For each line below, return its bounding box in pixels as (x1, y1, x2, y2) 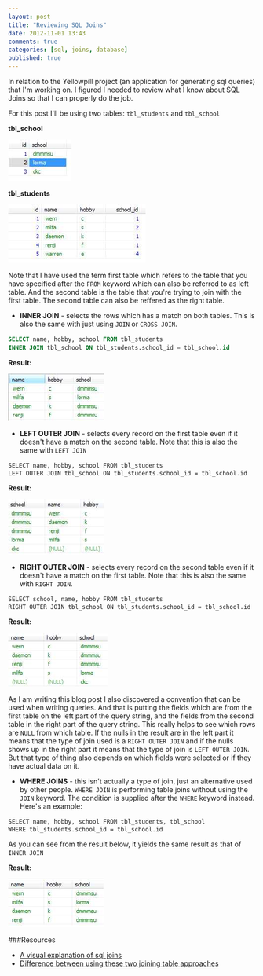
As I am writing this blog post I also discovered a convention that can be (8, 694, 241, 703)
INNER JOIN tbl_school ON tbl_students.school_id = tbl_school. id (8, 343, 230, 351)
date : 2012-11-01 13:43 (8, 29, 86, 37)
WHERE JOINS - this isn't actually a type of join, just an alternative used (19, 776, 253, 786)
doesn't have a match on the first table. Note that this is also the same (19, 571, 247, 580)
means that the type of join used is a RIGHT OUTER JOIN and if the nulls (8, 736, 234, 746)
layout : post (8, 13, 51, 20)
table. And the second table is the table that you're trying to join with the (8, 288, 242, 296)
